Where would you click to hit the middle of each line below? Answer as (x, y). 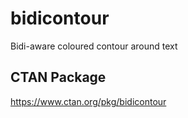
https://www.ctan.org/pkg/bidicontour (88, 101)
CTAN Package (58, 77)
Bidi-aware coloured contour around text (94, 46)
